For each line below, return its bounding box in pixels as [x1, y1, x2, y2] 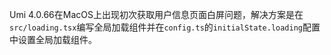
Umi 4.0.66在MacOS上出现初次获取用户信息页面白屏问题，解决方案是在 [9, 9, 304, 20]
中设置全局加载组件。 [9, 34, 97, 45]
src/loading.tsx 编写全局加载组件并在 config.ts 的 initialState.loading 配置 [9, 21, 321, 33]
